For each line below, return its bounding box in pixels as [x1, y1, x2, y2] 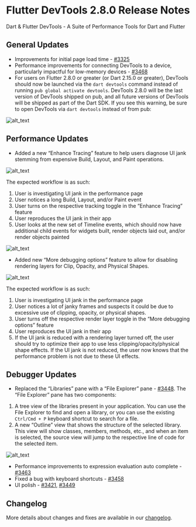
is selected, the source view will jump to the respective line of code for [14, 434, 185, 441]
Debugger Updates [6, 369, 77, 379]
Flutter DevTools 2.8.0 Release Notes [6, 4, 190, 17]
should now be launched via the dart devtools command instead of [14, 80, 178, 87]
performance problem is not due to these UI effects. [14, 353, 140, 360]
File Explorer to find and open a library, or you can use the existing [14, 409, 175, 416]
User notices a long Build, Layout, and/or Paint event [14, 196, 142, 203]
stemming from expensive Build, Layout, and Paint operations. [14, 156, 164, 163]
